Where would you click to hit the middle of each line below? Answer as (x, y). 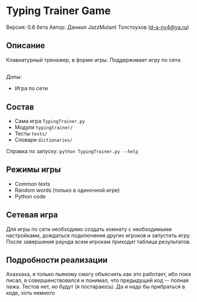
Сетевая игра (32, 215)
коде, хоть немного (31, 293)
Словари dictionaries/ (44, 140)
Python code (30, 196)
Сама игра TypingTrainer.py (50, 121)
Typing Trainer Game (59, 11)
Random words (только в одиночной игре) (67, 190)
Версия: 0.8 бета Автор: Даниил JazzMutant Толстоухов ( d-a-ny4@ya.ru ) (98, 27)
